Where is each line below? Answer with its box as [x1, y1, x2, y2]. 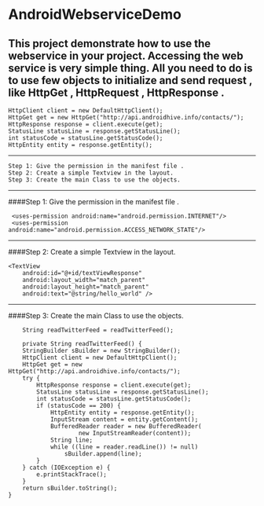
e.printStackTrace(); [36, 471, 108, 478]
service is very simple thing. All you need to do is [8, 61, 253, 75]
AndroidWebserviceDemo [8, 5, 182, 24]
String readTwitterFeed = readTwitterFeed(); [22, 326, 174, 334]
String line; [49, 436, 93, 444]
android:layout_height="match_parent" [22, 283, 149, 291]
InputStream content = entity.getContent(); [49, 416, 199, 423]
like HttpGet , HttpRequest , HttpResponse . [8, 86, 225, 99]
